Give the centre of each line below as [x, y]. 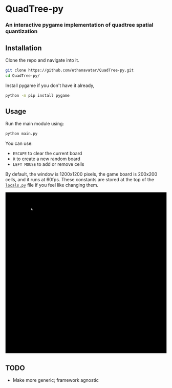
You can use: [19, 143]
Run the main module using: [35, 124]
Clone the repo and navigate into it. [42, 60]
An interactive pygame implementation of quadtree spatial [79, 25]
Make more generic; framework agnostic [56, 380]
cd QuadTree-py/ [23, 76]
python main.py [21, 134]
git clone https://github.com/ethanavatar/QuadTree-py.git [70, 70]
